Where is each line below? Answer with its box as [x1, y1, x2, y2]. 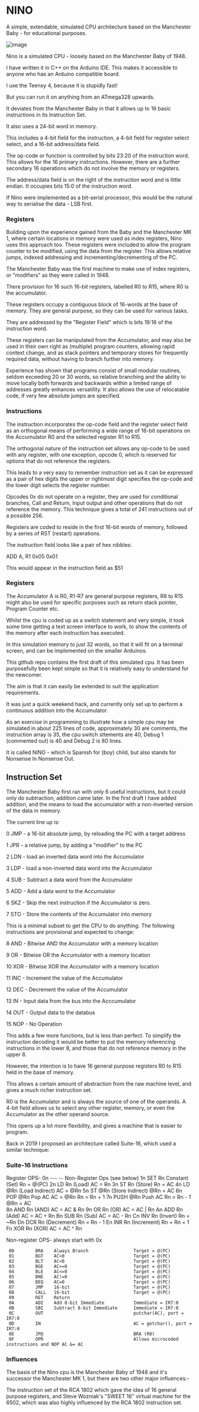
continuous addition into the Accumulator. [6, 707, 108, 714]
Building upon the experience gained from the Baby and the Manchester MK [6, 229, 192, 236]
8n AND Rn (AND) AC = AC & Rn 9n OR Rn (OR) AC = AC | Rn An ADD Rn [6, 1206, 184, 1213]
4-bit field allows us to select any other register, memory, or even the [6, 1104, 175, 1111]
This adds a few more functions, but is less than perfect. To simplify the [6, 1031, 181, 1039]
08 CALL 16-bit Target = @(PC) [8, 1289, 171, 1295]
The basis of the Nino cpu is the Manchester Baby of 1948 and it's [6, 1369, 168, 1376]
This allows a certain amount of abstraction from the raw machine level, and [6, 1080, 191, 1087]
